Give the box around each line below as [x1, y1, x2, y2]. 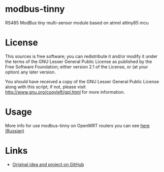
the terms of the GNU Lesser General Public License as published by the [5, 58, 152, 65]
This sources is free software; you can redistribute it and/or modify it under [5, 53, 158, 59]
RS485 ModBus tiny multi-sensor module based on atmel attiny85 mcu [5, 20, 149, 26]
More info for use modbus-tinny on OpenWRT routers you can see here [5, 122, 150, 129]
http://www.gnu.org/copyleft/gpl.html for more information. [5, 89, 125, 95]
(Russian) [5, 128, 25, 134]
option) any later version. [5, 69, 56, 75]
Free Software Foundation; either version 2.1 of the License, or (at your [5, 64, 148, 69]
